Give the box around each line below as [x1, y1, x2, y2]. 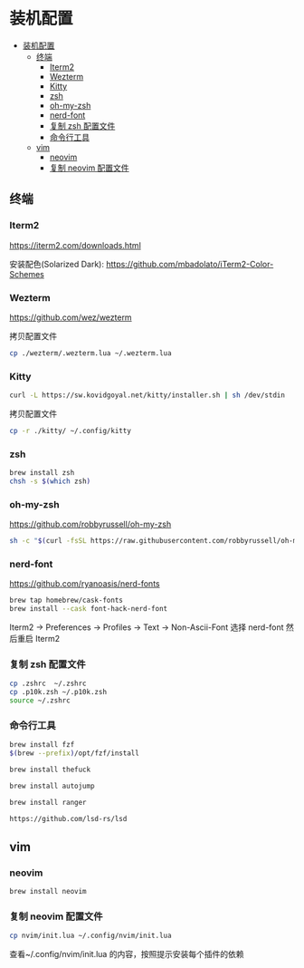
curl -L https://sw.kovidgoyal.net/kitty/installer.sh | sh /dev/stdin [9, 391, 285, 400]
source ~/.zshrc [9, 696, 71, 705]
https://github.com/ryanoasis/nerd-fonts [9, 578, 160, 589]
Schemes [9, 268, 45, 279]
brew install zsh [9, 469, 75, 478]
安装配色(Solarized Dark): [9, 258, 105, 269]
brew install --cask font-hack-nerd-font [9, 605, 168, 614]
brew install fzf [9, 741, 75, 750]
